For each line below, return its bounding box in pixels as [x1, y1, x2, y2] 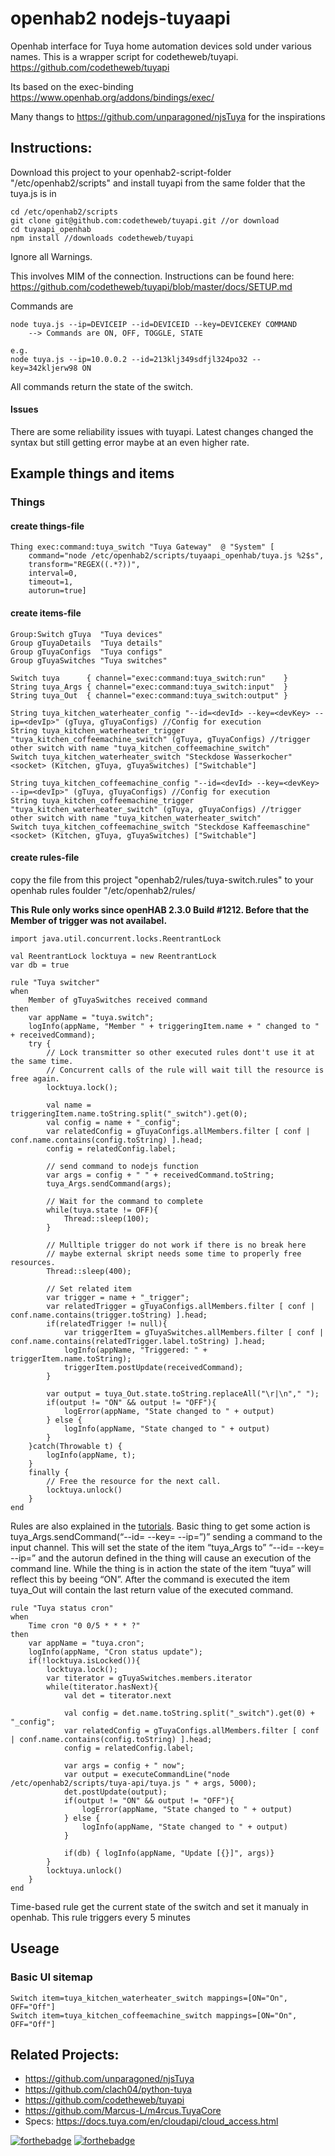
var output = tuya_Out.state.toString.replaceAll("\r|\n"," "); [46, 1388, 320, 1399]
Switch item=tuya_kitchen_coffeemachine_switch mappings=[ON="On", [10, 2010, 298, 2021]
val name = [46, 1100, 92, 1110]
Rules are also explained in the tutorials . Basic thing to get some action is [10, 1520, 311, 1532]
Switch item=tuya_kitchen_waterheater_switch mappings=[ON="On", [10, 1993, 288, 2003]
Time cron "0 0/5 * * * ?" [28, 1620, 141, 1631]
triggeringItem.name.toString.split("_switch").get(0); [10, 1108, 248, 1119]
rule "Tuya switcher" [10, 977, 101, 987]
